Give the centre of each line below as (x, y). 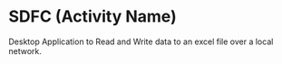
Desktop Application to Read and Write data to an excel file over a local (141, 41)
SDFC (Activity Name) (93, 17)
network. (25, 50)
